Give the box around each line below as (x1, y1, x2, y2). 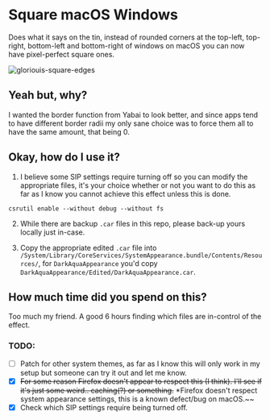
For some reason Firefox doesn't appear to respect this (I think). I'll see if (19, 376, 262, 386)
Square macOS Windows (8, 6, 179, 24)
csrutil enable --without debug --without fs (8, 204, 164, 213)
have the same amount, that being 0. (8, 127, 131, 136)
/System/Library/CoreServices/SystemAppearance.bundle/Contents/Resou (19, 252, 263, 260)
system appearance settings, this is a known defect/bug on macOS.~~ (19, 393, 255, 404)
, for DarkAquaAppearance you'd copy (38, 258, 159, 268)
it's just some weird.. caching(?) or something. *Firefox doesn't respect (19, 385, 258, 395)
